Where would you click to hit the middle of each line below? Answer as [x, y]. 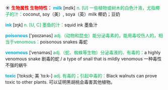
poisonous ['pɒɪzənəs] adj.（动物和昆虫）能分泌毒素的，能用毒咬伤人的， [82, 35]
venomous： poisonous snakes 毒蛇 [51, 42]
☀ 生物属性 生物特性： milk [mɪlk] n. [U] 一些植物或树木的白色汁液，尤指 [80, 8]
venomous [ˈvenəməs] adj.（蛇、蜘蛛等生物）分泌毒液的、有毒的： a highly [83, 53]
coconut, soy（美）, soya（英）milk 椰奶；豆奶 [72, 14]
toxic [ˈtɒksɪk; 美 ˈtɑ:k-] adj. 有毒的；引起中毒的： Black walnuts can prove [81, 76]
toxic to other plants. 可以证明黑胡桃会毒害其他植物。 [60, 82]
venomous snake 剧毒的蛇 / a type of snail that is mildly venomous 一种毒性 [83, 59]
